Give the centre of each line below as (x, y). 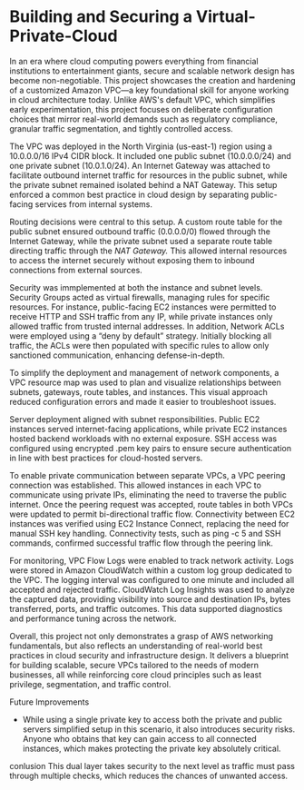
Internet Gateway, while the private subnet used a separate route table (141, 241)
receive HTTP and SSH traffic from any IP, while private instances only (141, 316)
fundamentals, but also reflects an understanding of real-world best (136, 646)
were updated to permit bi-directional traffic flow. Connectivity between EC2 (152, 514)
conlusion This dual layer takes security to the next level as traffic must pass (152, 765)
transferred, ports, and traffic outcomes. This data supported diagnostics (146, 608)
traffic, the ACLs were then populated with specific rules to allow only (139, 345)
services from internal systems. (93, 204)
